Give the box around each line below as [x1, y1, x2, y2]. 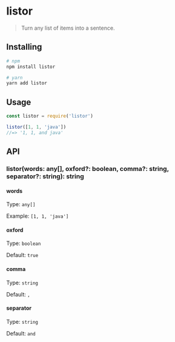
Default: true [6, 252, 39, 259]
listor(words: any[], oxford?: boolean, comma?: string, [6, 165, 170, 173]
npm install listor [6, 64, 56, 70]
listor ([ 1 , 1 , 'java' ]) [6, 124, 67, 130]
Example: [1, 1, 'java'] [6, 212, 69, 220]
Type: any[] [6, 201, 36, 208]
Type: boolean [6, 240, 41, 247]
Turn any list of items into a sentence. [21, 24, 115, 32]
